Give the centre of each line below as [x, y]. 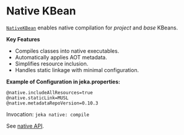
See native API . [25, 126]
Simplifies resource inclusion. [52, 64]
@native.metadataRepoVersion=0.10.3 [52, 103]
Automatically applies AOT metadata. [61, 57]
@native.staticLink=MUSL [37, 98]
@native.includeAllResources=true [50, 92]
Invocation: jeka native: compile [48, 114]
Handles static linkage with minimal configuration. [77, 70]
